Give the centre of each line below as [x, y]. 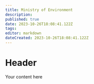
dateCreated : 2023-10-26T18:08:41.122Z [47, 38]
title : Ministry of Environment [39, 10]
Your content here [24, 76]
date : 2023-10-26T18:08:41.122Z [39, 24]
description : [19, 15]
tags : [11, 29]
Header [21, 63]
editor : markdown [23, 33]
